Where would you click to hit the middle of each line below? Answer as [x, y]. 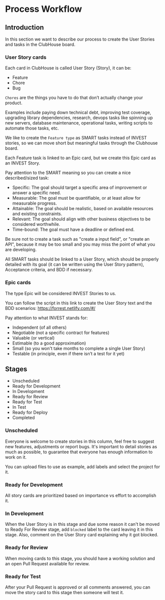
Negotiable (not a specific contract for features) [61, 333]
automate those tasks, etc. [32, 128]
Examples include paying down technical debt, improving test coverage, [78, 113]
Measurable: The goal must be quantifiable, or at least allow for [76, 198]
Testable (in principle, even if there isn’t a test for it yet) [68, 353]
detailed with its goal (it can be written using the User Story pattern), [75, 264]
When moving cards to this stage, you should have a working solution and [80, 558]
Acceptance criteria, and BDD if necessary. [49, 270]
